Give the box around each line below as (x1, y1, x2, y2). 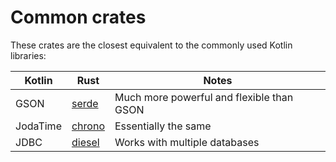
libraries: (10, 49, 47, 61)
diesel (71, 135, 100, 149)
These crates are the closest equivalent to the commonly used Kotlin (10, 39, 293, 51)
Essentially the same (114, 119, 212, 133)
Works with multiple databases (114, 135, 260, 149)
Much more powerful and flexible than (114, 90, 294, 104)
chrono (71, 119, 105, 133)
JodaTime (15, 119, 62, 133)
